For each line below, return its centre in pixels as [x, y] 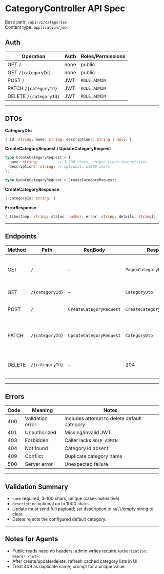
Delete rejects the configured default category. [59, 519]
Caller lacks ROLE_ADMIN [91, 440]
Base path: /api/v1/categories [36, 22]
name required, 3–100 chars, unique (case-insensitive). [66, 498]
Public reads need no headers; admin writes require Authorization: [80, 551]
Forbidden [37, 440]
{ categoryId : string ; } [30, 198]
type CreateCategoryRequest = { [38, 158]
